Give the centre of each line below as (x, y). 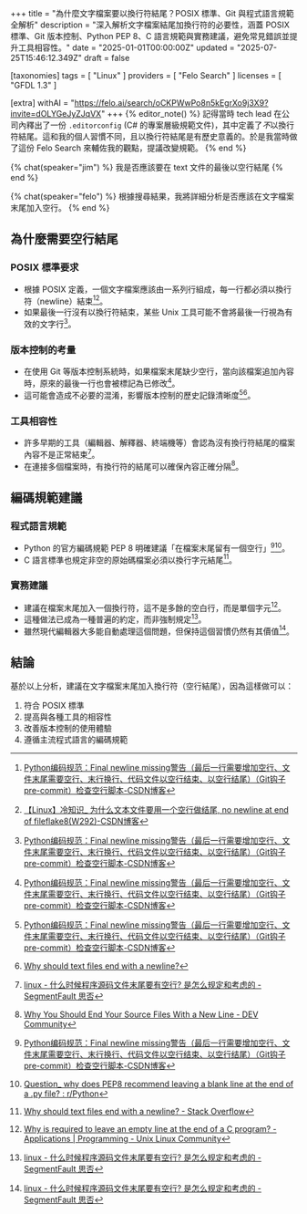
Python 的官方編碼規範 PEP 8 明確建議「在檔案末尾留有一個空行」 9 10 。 (157, 547)
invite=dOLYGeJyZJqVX (56, 114)
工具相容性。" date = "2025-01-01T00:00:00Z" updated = (126, 47)
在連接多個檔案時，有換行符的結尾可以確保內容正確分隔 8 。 (133, 465)
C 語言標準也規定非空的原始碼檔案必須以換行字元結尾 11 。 (130, 559)
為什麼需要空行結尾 (64, 239)
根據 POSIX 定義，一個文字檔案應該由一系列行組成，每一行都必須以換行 (158, 289)
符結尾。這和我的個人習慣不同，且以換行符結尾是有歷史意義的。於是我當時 (150, 136)
